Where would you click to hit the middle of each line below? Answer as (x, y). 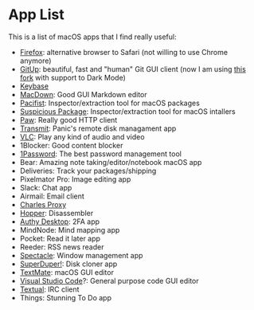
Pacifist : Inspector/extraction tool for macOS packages (110, 103)
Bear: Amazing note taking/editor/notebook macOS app (111, 162)
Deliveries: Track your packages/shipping (88, 171)
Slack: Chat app (46, 187)
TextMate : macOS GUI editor (66, 272)
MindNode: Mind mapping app (70, 230)
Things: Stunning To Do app (66, 297)
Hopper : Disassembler (57, 213)
